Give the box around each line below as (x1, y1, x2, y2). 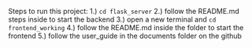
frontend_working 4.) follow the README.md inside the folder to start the (8, 23, 244, 32)
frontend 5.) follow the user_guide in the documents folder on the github (8, 31, 243, 40)
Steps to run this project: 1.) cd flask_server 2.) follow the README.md (8, 7, 239, 15)
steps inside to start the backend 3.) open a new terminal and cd (8, 15, 217, 24)
